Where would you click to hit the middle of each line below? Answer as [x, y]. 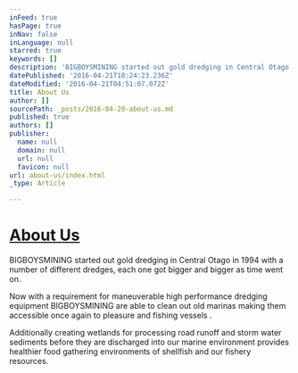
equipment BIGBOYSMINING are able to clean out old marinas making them [148, 306]
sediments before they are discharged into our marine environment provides [149, 342]
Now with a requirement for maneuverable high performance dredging [138, 296]
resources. [29, 361]
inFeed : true [33, 17]
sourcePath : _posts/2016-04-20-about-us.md [91, 109]
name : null [37, 142]
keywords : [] [33, 59]
